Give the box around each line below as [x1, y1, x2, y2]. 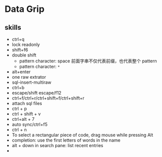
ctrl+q [11, 36, 25, 42]
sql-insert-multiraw [11, 79, 52, 85]
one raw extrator [11, 74, 46, 80]
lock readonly [11, 42, 40, 48]
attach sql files [11, 101, 42, 106]
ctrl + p [11, 105, 27, 111]
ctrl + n [11, 127, 27, 132]
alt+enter [11, 69, 31, 75]
